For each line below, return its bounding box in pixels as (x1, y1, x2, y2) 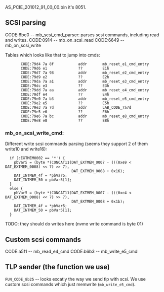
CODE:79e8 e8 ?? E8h (20, 118, 110, 123)
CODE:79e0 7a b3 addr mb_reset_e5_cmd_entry (20, 96, 149, 101)
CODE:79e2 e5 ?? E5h (20, 100, 110, 106)
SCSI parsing (5, 18, 46, 27)
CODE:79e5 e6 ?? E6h (20, 109, 110, 114)
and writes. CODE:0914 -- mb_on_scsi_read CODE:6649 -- (5, 37, 124, 43)
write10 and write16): (5, 146, 47, 152)
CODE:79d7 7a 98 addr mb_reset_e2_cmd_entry (20, 70, 149, 75)
